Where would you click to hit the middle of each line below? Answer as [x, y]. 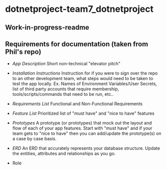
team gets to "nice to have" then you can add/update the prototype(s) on [87, 133]
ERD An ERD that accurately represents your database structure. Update [86, 148]
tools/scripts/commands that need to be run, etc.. [63, 94]
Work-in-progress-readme [47, 27]
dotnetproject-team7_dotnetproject [79, 9]
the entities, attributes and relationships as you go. [64, 154]
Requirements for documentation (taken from [77, 44]
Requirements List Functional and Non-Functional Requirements [77, 104]
